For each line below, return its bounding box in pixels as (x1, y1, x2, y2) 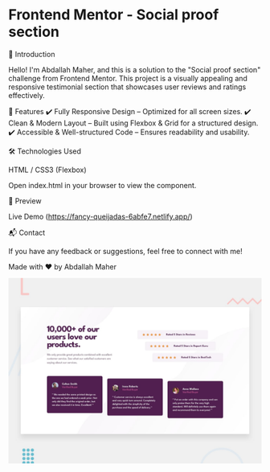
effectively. (8, 90, 46, 100)
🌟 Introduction (8, 49, 55, 59)
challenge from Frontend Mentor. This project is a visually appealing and (8, 73, 247, 83)
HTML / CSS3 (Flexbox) (8, 165, 87, 174)
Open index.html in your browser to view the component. (8, 180, 197, 190)
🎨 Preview (8, 195, 42, 206)
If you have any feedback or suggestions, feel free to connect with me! (8, 246, 243, 256)
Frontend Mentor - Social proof (8, 6, 219, 24)
